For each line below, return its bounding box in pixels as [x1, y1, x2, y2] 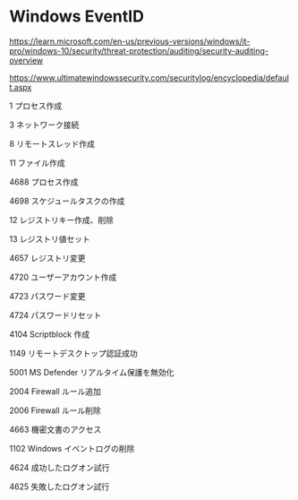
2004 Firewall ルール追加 [9, 385, 101, 396]
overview [9, 55, 43, 65]
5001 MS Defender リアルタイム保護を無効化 [9, 366, 175, 377]
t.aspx [9, 82, 32, 92]
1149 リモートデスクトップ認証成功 [9, 348, 139, 358]
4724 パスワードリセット [9, 309, 102, 320]
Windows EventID [9, 6, 145, 27]
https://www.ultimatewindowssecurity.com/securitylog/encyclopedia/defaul [9, 72, 289, 82]
